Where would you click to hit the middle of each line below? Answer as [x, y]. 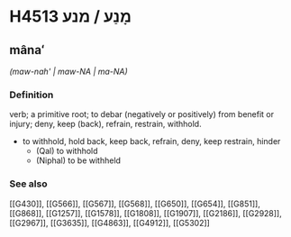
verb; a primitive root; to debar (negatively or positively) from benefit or [142, 114]
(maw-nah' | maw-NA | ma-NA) [68, 71]
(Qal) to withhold [67, 151]
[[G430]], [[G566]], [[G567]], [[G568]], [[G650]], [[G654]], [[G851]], [135, 204]
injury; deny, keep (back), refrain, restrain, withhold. [105, 124]
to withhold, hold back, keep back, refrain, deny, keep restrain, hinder [151, 141]
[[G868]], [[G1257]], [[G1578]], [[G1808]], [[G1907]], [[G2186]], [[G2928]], [145, 213]
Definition [32, 95]
